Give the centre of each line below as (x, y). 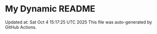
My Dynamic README (50, 9)
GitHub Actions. (21, 27)
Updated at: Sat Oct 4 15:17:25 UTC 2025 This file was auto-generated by (78, 22)
